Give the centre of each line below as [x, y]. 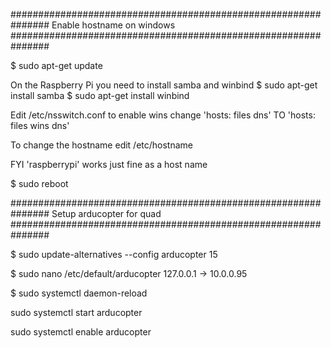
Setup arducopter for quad [106, 213]
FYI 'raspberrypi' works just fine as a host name [109, 164]
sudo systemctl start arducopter [76, 312]
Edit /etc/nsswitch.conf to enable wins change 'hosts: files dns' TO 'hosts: [163, 115]
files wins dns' [40, 125]
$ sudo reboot [39, 183]
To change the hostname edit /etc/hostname [102, 145]
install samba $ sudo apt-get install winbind [100, 95]
